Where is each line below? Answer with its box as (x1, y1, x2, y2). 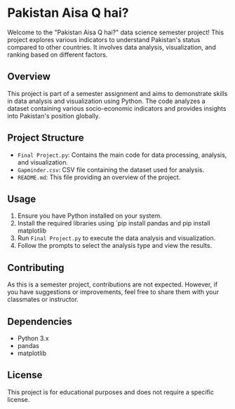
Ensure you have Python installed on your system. (17, 212, 163, 220)
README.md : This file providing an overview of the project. (17, 173, 181, 181)
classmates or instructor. (7, 296, 79, 304)
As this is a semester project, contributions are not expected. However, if (7, 280, 218, 289)
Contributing (7, 261, 65, 274)
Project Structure (7, 132, 84, 144)
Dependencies (7, 315, 72, 327)
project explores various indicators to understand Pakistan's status (7, 35, 201, 43)
